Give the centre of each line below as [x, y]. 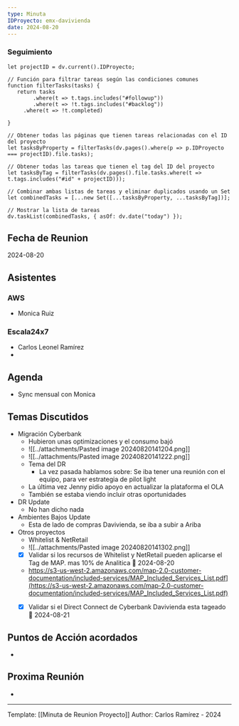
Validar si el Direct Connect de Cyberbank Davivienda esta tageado [127, 607]
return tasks [36, 92]
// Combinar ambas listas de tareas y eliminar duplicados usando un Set [119, 191]
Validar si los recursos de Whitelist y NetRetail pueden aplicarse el [125, 555]
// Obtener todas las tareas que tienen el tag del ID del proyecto [111, 167]
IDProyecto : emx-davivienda [49, 21]
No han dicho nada [56, 510]
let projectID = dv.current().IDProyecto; [71, 67]
